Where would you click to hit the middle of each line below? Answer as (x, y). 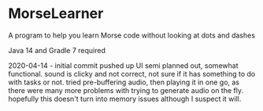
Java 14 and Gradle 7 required (57, 50)
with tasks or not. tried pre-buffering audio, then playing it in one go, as (124, 82)
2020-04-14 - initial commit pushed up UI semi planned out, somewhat (123, 65)
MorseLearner (56, 14)
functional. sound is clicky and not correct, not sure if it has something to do (132, 73)
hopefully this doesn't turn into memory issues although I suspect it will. (125, 98)
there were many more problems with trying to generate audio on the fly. (126, 90)
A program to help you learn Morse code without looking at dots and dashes (132, 35)
